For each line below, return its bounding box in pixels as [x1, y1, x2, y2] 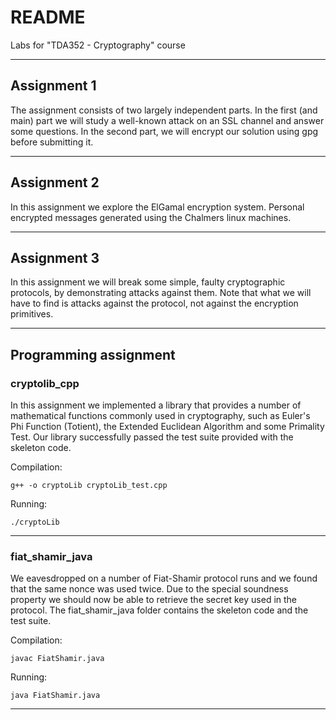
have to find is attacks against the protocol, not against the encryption [10, 297, 299, 310]
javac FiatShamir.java [10, 654, 105, 664]
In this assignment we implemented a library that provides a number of [10, 399, 302, 411]
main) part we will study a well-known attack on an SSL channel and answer [10, 114, 325, 126]
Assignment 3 [10, 249, 100, 266]
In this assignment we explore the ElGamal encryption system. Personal [10, 201, 305, 213]
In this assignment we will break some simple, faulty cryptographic [10, 276, 286, 288]
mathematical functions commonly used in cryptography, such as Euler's [10, 410, 311, 422]
